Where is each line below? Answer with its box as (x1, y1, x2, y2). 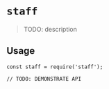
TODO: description (23, 25, 78, 33)
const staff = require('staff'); (6, 63, 103, 70)
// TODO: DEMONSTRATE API (6, 75, 81, 82)
